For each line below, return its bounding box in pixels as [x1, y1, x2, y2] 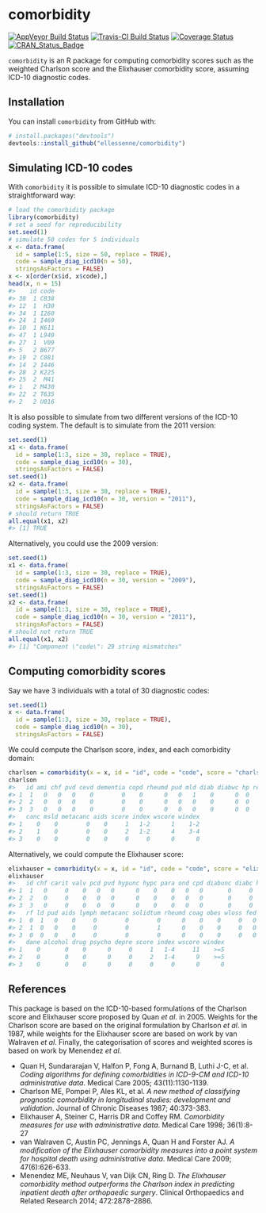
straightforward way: [8, 190, 77, 200]
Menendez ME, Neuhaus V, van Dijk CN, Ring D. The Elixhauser [19, 1170, 226, 1180]
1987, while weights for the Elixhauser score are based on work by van [8, 1029, 237, 1038]
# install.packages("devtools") [8, 132, 115, 140]
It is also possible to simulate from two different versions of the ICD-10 [8, 412, 238, 421]
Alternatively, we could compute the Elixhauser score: [8, 849, 184, 858]
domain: [8, 753, 35, 762]
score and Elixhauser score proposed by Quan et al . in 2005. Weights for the [8, 1011, 258, 1021]
